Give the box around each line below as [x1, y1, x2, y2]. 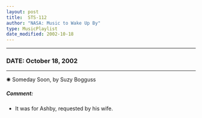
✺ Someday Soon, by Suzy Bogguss [6, 76, 96, 83]
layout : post [6, 8, 39, 15]
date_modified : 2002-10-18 [6, 31, 74, 37]
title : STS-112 [6, 14, 47, 20]
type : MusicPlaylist [6, 25, 58, 32]
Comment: [6, 90, 34, 97]
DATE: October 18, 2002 [6, 57, 78, 65]
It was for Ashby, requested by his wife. [14, 105, 113, 112]
